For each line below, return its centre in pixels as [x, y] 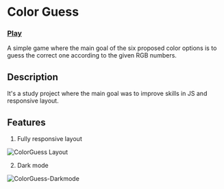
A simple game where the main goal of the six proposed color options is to [112, 48]
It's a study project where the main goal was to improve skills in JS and [107, 94]
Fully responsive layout [49, 139]
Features [26, 122]
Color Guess [43, 12]
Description [33, 77]
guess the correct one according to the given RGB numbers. [92, 55]
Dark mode [33, 166]
